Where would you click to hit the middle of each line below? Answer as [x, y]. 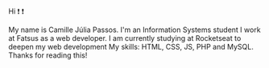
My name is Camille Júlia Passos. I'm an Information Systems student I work [134, 30]
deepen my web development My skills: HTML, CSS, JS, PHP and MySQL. [131, 47]
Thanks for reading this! [48, 55]
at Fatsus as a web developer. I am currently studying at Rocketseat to [125, 38]
